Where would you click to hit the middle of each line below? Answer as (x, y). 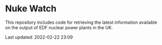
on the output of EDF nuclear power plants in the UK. (59, 27)
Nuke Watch (31, 9)
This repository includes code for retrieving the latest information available (81, 22)
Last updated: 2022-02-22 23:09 (39, 37)
